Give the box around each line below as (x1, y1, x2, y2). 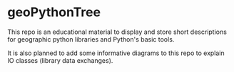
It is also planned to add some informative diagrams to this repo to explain (7, 49, 225, 57)
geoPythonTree (7, 4, 101, 20)
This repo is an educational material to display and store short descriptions (7, 28, 227, 36)
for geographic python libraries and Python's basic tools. (7, 35, 175, 43)
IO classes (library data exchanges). (7, 56, 113, 64)
